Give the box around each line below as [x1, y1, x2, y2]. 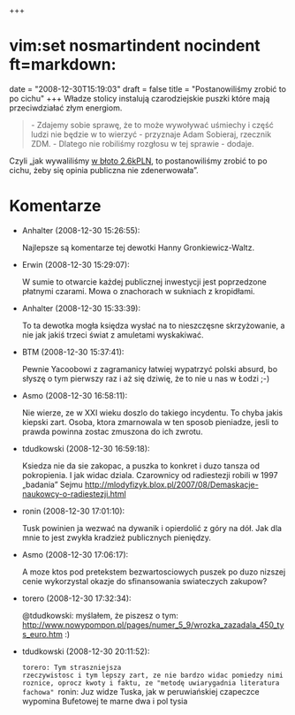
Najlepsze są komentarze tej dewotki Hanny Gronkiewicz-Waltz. [21, 242, 254, 253]
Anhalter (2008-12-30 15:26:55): [21, 224, 140, 235]
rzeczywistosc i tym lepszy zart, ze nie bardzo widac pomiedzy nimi [21, 671, 284, 680]
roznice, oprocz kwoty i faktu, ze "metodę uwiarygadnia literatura [21, 678, 280, 688]
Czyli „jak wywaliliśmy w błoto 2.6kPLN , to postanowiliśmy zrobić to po [9, 156, 268, 166]
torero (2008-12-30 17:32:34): [21, 593, 132, 604]
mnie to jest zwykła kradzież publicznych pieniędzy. [21, 532, 212, 543]
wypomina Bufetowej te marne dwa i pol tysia [21, 696, 188, 706]
